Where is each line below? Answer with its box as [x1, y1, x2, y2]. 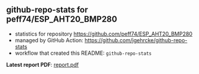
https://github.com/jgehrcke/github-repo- [85, 36, 188, 44]
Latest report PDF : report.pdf [6, 61, 79, 68]
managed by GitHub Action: [14, 36, 84, 44]
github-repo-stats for [6, 5, 88, 15]
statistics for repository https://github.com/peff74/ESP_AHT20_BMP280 [14, 30, 193, 37]
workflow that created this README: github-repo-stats [14, 49, 152, 57]
